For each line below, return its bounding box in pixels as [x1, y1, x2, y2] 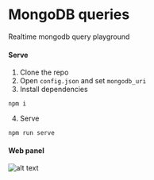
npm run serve [8, 129, 56, 137]
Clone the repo [19, 67, 69, 77]
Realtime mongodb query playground [8, 32, 130, 41]
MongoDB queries [8, 6, 130, 24]
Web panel [8, 145, 45, 155]
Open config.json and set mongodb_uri [19, 76, 147, 86]
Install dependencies [19, 85, 89, 94]
